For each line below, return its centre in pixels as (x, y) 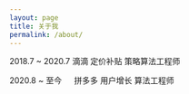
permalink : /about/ (46, 34)
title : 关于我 (34, 26)
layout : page (34, 18)
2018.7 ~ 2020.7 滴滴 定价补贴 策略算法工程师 (95, 61)
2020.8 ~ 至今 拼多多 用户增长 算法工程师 (92, 80)
